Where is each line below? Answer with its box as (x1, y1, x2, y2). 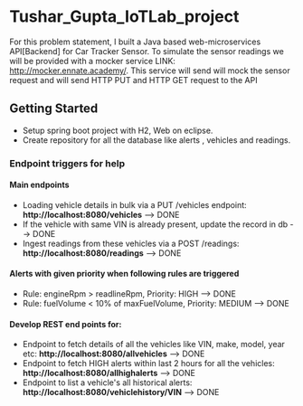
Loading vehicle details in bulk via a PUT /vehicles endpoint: (22, 199, 247, 210)
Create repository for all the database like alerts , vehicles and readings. (22, 134, 291, 146)
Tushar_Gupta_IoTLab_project (9, 6, 240, 27)
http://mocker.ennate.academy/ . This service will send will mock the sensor (9, 65, 291, 76)
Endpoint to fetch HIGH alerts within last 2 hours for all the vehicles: (22, 358, 275, 369)
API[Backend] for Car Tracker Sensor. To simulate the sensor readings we (9, 45, 285, 56)
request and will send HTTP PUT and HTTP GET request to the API (9, 74, 258, 85)
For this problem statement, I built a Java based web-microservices (9, 36, 261, 47)
